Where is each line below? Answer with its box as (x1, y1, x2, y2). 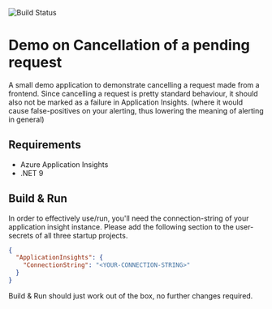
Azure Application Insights (19, 159, 109, 170)
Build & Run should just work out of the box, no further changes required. (8, 290, 253, 300)
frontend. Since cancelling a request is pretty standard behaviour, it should (8, 88, 258, 98)
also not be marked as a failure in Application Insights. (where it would (8, 97, 244, 107)
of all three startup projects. (35, 230, 128, 240)
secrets (8, 230, 34, 240)
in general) (8, 114, 45, 124)
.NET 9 (19, 168, 44, 178)
